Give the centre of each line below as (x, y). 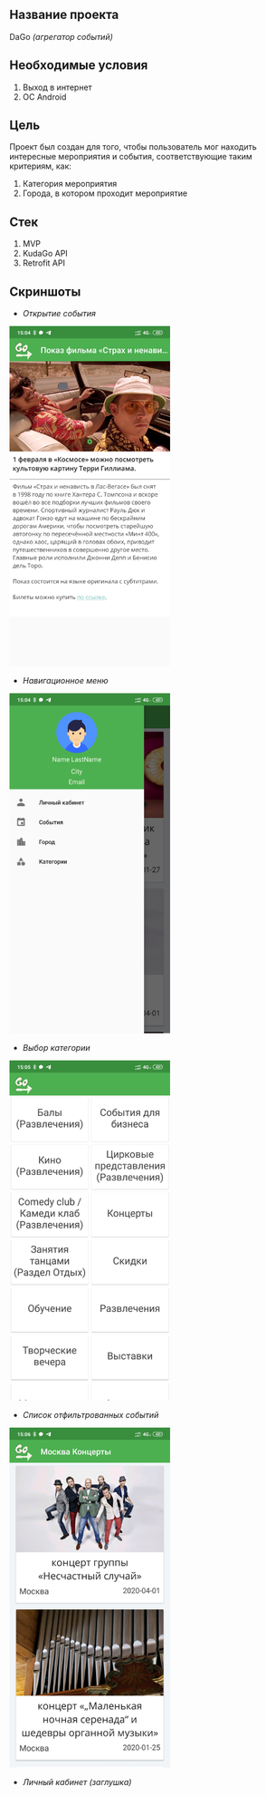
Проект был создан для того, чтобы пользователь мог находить (133, 147)
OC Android (44, 97)
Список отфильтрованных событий (90, 1415)
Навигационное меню (65, 681)
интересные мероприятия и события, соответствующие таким (131, 157)
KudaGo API (45, 254)
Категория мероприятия (70, 184)
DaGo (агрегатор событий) (61, 36)
